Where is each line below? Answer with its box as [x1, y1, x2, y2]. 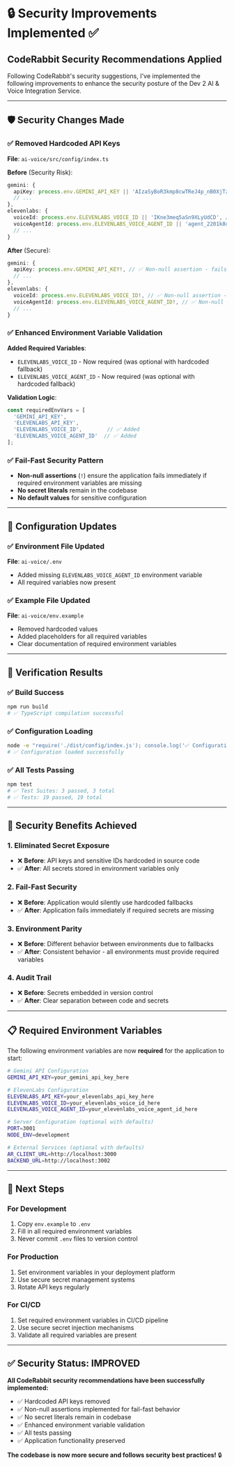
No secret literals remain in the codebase [17, 486, 137, 495]
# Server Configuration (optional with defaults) [7, 1119, 155, 1125]
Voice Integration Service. [7, 87, 81, 95]
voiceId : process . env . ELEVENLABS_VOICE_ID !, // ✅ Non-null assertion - [13, 292, 228, 299]
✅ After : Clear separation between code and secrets [17, 996, 169, 1005]
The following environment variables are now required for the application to [7, 1047, 225, 1055]
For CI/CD [7, 1300, 41, 1310]
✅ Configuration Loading [7, 726, 93, 736]
